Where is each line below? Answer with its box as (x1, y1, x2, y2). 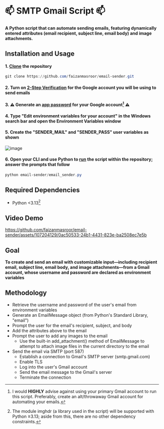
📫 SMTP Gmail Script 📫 (5, 5, 105, 17)
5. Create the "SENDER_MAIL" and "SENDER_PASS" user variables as (5, 129, 149, 135)
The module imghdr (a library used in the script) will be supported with (12, 408, 155, 414)
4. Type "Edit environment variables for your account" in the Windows (5, 113, 151, 119)
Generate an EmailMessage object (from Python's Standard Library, (12, 312, 148, 318)
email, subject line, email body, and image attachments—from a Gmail (5, 265, 150, 270)
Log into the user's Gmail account (19, 364, 88, 370)
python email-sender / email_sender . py (5, 173, 82, 178)
